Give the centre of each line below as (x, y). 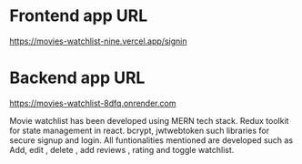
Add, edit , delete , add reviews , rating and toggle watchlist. (122, 149)
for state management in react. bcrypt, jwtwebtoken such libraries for (140, 130)
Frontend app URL (79, 16)
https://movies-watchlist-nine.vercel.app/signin (98, 41)
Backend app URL (77, 78)
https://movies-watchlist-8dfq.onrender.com (93, 103)
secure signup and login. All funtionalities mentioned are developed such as (151, 140)
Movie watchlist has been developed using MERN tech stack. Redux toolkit (149, 120)
